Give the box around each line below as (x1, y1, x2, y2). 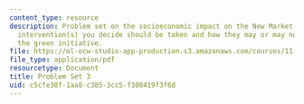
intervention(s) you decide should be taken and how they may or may (17, 30, 285, 39)
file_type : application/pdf (9, 55, 116, 64)
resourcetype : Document (9, 64, 100, 73)
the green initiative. (17, 38, 103, 48)
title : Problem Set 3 (9, 72, 91, 81)
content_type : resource (9, 13, 100, 23)
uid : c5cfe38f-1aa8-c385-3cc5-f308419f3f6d (9, 80, 176, 90)
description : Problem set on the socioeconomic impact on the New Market (9, 22, 294, 31)
